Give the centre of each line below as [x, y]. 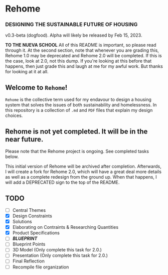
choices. [14, 115]
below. [12, 157]
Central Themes [29, 210]
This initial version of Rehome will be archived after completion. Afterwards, [83, 167]
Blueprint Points [29, 244]
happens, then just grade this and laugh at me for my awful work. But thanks [84, 66]
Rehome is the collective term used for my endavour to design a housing [78, 100]
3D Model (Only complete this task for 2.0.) [57, 250]
